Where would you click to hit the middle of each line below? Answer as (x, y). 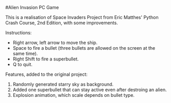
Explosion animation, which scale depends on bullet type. (74, 95)
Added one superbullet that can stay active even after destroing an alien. (90, 90)
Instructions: (18, 33)
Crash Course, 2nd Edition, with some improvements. (62, 23)
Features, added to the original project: (46, 74)
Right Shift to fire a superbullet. (46, 59)
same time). (25, 54)
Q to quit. (23, 64)
